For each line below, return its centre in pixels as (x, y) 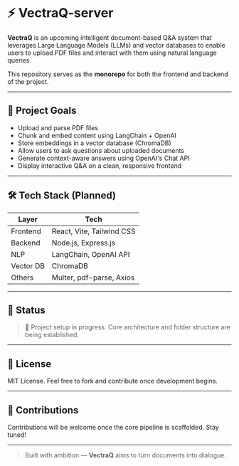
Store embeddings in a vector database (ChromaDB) (95, 143)
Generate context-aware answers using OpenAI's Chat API (103, 158)
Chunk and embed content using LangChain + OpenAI (97, 135)
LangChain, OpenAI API (91, 254)
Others (22, 277)
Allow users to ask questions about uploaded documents (101, 150)
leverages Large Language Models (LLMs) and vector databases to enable (116, 45)
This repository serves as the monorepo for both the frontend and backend (118, 74)
